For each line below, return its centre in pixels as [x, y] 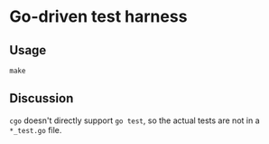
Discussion [42, 98]
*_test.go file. [36, 130]
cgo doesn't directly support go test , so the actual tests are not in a [134, 120]
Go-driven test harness [98, 17]
